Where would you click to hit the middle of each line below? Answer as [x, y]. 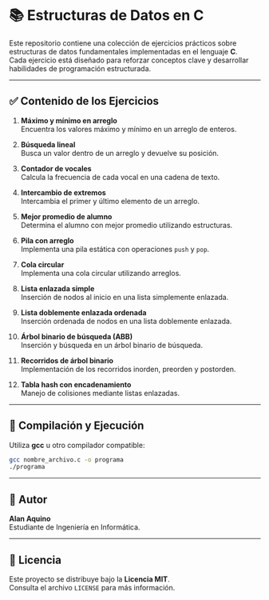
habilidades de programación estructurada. [80, 68]
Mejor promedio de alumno [66, 216]
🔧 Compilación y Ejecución [77, 426]
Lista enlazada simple [57, 288]
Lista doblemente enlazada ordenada [83, 312]
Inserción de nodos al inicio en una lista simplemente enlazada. [125, 297]
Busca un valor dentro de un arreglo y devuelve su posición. [119, 153]
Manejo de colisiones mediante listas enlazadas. [100, 393]
